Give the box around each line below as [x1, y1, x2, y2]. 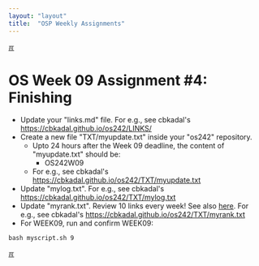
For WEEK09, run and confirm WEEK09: [19, 218, 154, 228]
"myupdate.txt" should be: [32, 149, 121, 159]
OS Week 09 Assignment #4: [8, 71, 208, 89]
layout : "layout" [8, 11, 67, 20]
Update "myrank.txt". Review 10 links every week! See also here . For [19, 201, 249, 211]
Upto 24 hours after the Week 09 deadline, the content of [32, 141, 225, 151]
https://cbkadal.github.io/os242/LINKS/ [19, 123, 153, 134]
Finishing [8, 88, 72, 106]
